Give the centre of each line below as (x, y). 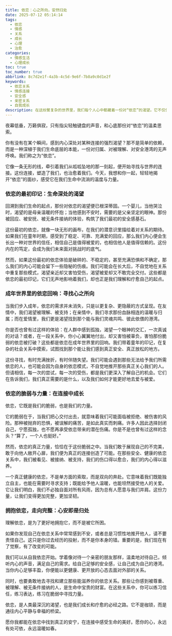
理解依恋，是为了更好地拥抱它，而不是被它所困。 (57, 523)
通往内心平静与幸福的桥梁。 (35, 611)
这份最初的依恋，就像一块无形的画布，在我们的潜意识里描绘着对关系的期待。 (86, 230)
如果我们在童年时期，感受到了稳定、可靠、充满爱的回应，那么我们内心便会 (84, 236)
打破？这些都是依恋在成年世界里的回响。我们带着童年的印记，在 (95, 342)
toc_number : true (24, 72)
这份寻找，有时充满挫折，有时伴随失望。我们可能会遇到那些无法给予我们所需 (86, 360)
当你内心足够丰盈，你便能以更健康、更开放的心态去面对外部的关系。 (77, 570)
